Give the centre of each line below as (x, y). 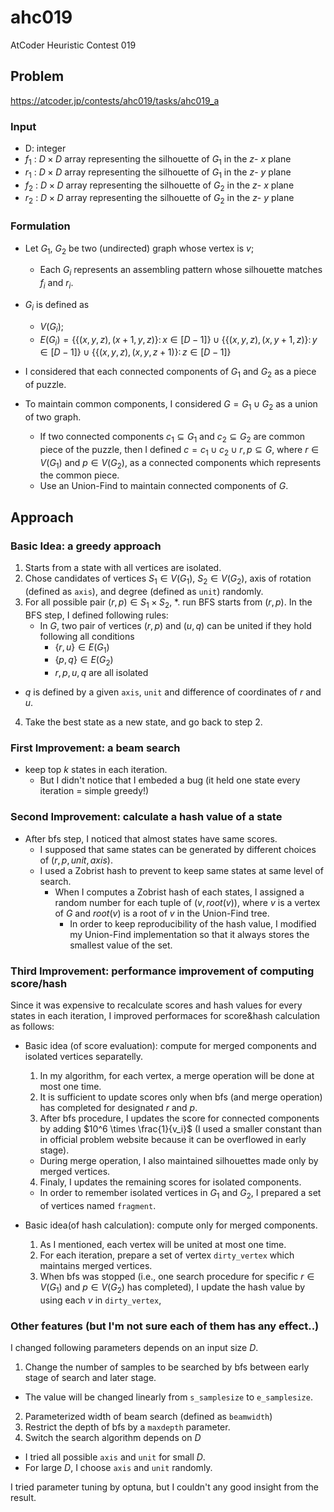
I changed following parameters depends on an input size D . (134, 1347)
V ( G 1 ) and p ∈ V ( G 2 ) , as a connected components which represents (180, 463)
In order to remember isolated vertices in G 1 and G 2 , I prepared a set (180, 1194)
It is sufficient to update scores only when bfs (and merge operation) (181, 1097)
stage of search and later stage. (90, 1377)
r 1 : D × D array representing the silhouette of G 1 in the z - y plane (158, 173)
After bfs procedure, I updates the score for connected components (179, 1118)
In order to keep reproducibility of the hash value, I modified (193, 923)
